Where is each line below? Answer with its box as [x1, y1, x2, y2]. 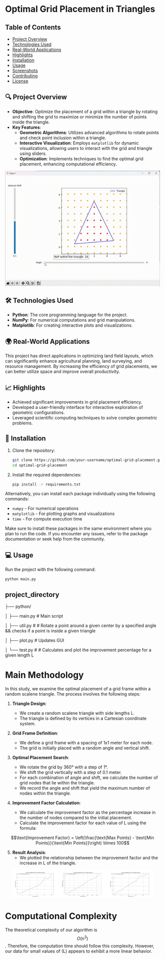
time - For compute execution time [12, 516, 82, 522]
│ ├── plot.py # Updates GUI [5, 637, 65, 643]
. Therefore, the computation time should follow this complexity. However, [5, 943, 155, 949]
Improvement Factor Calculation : [12, 800, 81, 806]
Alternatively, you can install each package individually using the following [5, 491, 156, 497]
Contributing [12, 73, 38, 78]
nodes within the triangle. [19, 790, 71, 796]
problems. [12, 420, 33, 426]
